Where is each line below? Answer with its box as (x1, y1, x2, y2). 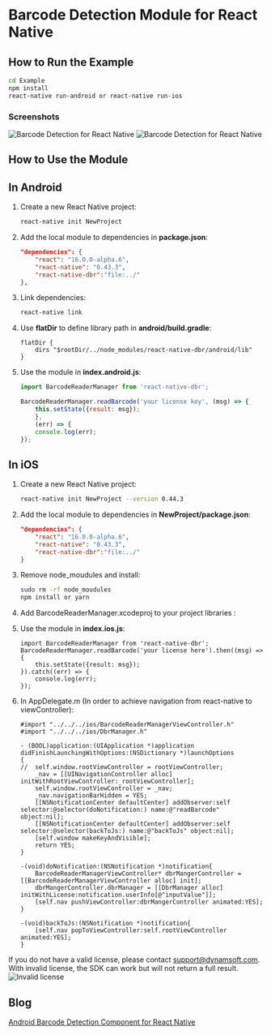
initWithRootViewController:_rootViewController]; (19, 777, 195, 786)
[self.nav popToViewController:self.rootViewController (35, 926, 227, 934)
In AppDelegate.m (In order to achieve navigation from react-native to (19, 696, 252, 706)
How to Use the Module (8, 152, 129, 167)
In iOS (8, 457, 39, 471)
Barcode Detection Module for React (8, 6, 258, 24)
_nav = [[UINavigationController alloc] (35, 771, 173, 779)
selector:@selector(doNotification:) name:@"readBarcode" (19, 805, 220, 814)
